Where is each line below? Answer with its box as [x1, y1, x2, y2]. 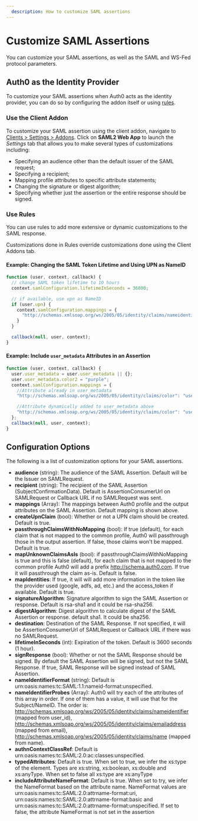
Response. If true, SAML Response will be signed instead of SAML [14, 664, 176, 671]
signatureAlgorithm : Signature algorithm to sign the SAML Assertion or [14, 595, 189, 602]
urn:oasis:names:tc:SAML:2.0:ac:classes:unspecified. [14, 752, 146, 759]
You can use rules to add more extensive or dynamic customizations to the [6, 223, 187, 231]
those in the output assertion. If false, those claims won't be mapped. [14, 538, 183, 545]
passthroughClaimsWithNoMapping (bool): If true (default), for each [14, 526, 184, 533]
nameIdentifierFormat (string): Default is [14, 677, 115, 684]
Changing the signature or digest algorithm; [14, 183, 121, 190]
